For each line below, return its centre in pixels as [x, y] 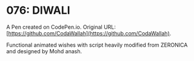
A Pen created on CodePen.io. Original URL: [61, 27]
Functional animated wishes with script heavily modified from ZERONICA [97, 45]
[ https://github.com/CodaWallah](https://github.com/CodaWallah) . [89, 33]
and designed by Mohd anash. [44, 51]
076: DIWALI [38, 10]
